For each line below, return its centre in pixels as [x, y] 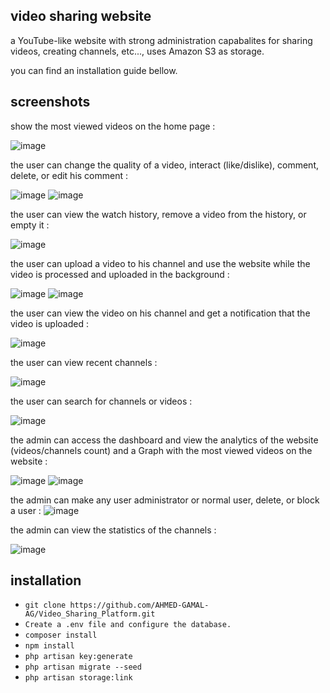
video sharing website [81, 16]
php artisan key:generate [78, 657]
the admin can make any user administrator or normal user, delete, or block [165, 500]
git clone [45, 605]
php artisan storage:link [78, 678]
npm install [49, 646]
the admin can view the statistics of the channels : [113, 530]
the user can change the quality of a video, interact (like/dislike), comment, [165, 165]
